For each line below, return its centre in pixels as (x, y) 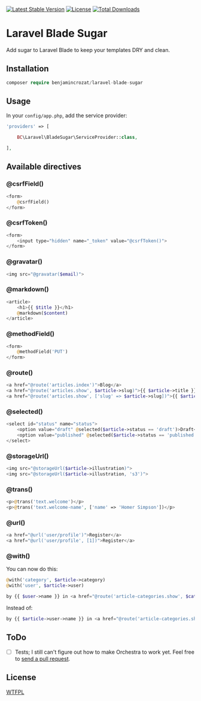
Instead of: (19, 608)
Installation (28, 69)
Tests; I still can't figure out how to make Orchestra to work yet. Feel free (104, 652)
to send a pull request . (42, 658)
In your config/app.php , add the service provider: (67, 116)
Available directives (44, 167)
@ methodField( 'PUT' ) (42, 352)
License (21, 677)
